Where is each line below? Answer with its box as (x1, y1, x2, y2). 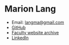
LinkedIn (11, 35, 29, 41)
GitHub (11, 24, 26, 30)
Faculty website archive (11, 30, 59, 35)
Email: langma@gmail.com (11, 19, 65, 25)
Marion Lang (4, 3, 56, 15)
